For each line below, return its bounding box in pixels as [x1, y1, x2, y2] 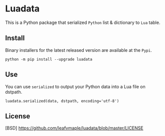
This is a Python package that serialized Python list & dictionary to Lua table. [5, 19, 161, 25]
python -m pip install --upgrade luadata [5, 57, 93, 62]
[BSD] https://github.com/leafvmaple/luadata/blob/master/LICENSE [5, 125, 144, 131]
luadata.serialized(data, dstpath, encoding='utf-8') [5, 98, 120, 104]
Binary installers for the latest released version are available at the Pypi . [5, 47, 152, 53]
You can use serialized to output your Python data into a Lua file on [5, 83, 146, 90]
